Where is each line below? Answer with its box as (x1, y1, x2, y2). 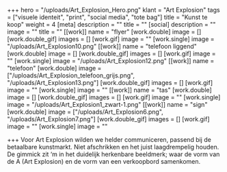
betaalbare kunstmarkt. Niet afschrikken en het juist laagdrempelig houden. (7, 143, 219, 151)
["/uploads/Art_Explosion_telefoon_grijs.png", (7, 71, 135, 79)
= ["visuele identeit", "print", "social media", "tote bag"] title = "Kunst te (7, 13, 208, 21)
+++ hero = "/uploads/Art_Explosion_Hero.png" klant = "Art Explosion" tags (7, 6, 220, 14)
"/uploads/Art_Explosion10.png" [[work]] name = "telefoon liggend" (7, 42, 197, 50)
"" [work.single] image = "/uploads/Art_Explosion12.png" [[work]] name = (7, 57, 215, 64)
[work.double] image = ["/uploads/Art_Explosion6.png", (7, 108, 164, 116)
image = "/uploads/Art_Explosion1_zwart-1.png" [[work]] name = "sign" (7, 101, 208, 108)
